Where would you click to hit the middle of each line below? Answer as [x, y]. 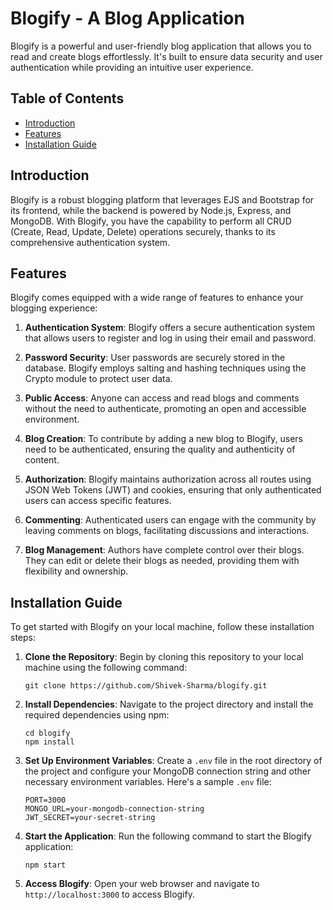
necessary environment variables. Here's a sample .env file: [148, 782]
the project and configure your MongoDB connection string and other [168, 771]
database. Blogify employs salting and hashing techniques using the [165, 368]
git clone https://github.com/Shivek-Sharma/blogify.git [146, 686]
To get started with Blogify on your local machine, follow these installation [162, 627]
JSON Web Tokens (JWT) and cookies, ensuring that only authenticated [173, 490]
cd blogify [47, 733]
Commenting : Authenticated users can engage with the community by [170, 520]
